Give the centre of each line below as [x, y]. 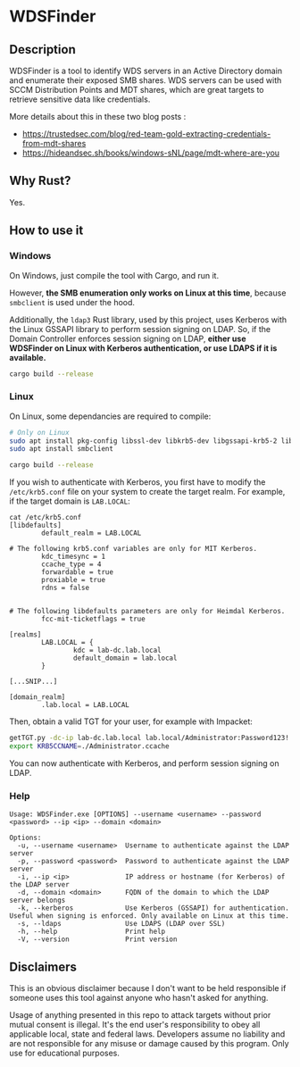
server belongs [37, 900]
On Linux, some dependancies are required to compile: [110, 416]
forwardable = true [78, 572]
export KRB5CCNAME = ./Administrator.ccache [89, 746]
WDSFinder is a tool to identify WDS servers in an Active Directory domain [146, 71]
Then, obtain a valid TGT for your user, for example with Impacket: [131, 721]
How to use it [46, 231]
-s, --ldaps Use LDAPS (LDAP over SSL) [121, 924]
